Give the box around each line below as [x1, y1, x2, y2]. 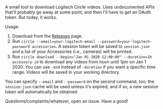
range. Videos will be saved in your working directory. [12, 69, 120, 75]
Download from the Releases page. [12, 33, 83, 39]
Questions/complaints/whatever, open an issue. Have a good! [5, 98, 128, 104]
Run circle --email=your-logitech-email [12, 38, 96, 44]
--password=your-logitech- [97, 39, 152, 44]
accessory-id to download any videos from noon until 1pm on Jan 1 [12, 59, 146, 64]
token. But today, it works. [5, 15, 57, 20]
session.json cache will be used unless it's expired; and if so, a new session [5, 84, 159, 89]
